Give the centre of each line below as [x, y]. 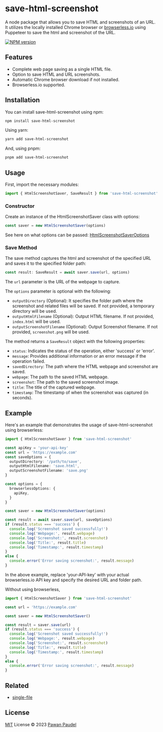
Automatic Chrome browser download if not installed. [66, 79]
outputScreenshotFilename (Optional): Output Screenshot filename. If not [85, 327]
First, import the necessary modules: [42, 184]
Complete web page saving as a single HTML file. [62, 69]
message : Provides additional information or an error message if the [79, 356]
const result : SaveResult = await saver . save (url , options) [68, 273]
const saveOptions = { [28, 457]
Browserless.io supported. [39, 85]
